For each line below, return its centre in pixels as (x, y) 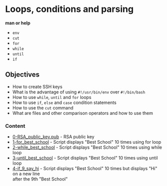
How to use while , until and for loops (52, 97)
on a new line (26, 174)
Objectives (22, 75)
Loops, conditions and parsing (69, 9)
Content (15, 126)
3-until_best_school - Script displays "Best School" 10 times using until (85, 158)
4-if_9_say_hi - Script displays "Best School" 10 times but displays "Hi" (85, 169)
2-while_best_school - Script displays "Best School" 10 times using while (87, 147)
